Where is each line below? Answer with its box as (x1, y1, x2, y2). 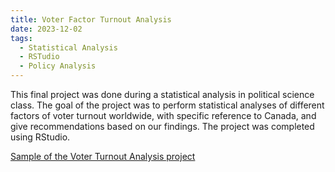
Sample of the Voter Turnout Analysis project (10, 151, 196, 162)
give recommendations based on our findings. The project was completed (10, 121, 315, 132)
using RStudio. (10, 131, 71, 143)
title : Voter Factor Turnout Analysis (10, 14, 172, 25)
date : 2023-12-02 (10, 24, 83, 34)
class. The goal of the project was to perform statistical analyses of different (10, 99, 325, 111)
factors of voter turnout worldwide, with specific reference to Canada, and (10, 110, 317, 121)
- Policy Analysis (19, 61, 97, 71)
